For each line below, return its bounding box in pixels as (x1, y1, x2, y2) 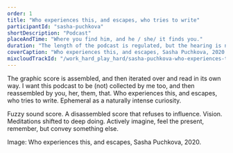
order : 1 (7, 10, 33, 17)
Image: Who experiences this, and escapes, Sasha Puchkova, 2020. (7, 138, 202, 146)
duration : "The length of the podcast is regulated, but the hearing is (7, 42, 222, 49)
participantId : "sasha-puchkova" (7, 23, 104, 30)
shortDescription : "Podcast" (7, 29, 92, 37)
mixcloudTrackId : (7, 55, 58, 62)
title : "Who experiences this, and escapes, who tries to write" (7, 17, 200, 24)
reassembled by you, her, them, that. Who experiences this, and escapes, (7, 89, 218, 97)
